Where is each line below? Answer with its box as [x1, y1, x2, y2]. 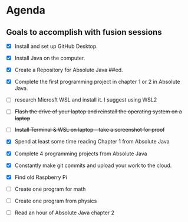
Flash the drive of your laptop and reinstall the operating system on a [14, 108, 183, 115]
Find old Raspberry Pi [14, 174, 68, 181]
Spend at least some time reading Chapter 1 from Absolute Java [14, 138, 170, 145]
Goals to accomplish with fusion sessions [6, 27, 162, 37]
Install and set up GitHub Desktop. [14, 43, 98, 50]
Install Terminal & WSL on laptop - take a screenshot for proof [14, 126, 165, 133]
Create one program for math [14, 185, 86, 192]
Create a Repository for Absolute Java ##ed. [14, 66, 123, 74]
